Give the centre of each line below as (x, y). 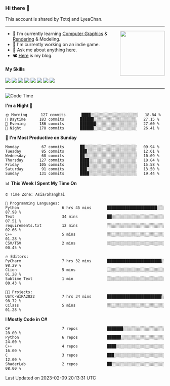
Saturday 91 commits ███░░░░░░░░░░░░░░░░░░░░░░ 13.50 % (82, 169)
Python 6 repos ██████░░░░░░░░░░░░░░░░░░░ (85, 337)
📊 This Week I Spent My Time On (41, 183)
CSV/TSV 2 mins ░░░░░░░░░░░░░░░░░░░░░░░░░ (85, 243)
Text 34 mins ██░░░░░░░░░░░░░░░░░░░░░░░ (85, 217)
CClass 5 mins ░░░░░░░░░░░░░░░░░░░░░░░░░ (85, 305)
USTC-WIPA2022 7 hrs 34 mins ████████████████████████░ (85, 296)
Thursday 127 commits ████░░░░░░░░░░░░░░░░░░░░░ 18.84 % (82, 160)
